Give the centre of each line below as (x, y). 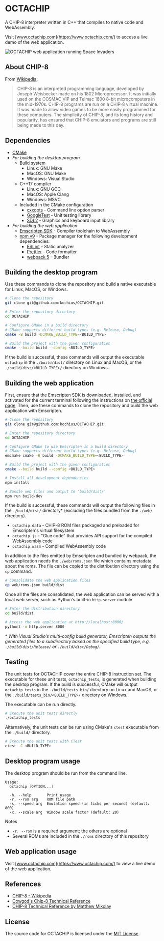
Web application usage (41, 852)
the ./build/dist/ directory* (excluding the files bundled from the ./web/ (79, 511)
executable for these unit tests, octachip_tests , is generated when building (81, 679)
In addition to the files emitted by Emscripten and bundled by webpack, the (81, 556)
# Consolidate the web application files (48, 581)
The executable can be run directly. (41, 704)
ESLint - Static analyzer (50, 246)
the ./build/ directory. (28, 733)
